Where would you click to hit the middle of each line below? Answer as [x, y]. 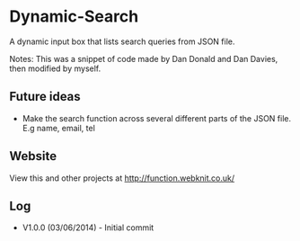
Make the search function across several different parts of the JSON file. [157, 118]
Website [33, 156]
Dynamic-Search [74, 17]
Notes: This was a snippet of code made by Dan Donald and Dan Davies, [144, 58]
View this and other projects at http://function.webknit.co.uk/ [122, 178]
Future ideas [45, 97]
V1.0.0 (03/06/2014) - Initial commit [88, 228]
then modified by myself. [55, 68]
